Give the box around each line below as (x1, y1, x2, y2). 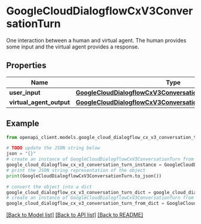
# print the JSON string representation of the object (6, 167, 146, 173)
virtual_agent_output (9, 98, 71, 106)
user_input (9, 88, 41, 96)
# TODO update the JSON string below (6, 145, 100, 151)
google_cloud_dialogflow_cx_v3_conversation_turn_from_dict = (6, 201, 165, 207)
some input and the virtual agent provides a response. (6, 43, 139, 50)
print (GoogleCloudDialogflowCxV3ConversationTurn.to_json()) (6, 172, 162, 179)
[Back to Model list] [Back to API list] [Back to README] (6, 211, 144, 219)
